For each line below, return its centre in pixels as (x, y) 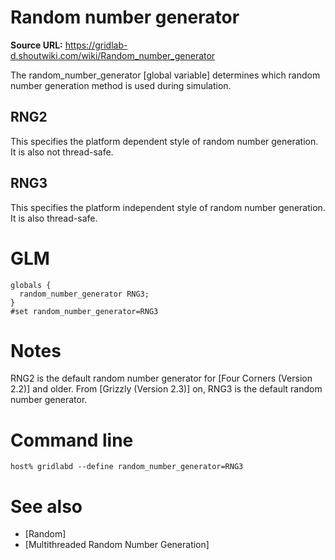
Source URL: (36, 45)
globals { (31, 285)
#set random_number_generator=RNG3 (84, 311)
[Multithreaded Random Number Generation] (117, 545)
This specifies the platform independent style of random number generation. (168, 207)
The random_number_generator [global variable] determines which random (165, 75)
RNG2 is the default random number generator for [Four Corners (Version (161, 378)
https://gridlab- (96, 45)
